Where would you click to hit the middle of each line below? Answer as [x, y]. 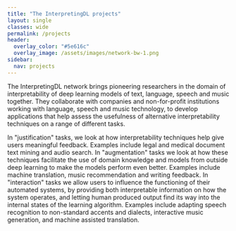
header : [19, 40]
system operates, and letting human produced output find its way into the [114, 197]
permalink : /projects [39, 33]
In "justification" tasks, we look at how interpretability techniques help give [116, 137]
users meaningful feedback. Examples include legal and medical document [116, 144]
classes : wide [28, 27]
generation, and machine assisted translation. [73, 220]
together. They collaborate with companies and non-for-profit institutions [113, 101]
